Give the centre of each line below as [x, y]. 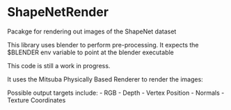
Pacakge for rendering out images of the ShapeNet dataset [92, 31]
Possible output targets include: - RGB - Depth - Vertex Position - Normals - [116, 93]
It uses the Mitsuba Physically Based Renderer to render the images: [105, 79]
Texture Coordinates [37, 100]
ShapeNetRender [58, 12]
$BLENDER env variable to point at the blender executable [90, 52]
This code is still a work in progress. [59, 65]
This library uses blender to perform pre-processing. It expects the [103, 45]
